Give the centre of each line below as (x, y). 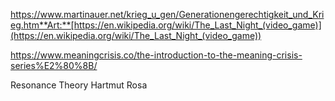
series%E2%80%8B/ (54, 65)
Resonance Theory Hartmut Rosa (79, 85)
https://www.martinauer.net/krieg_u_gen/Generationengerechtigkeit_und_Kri (167, 14)
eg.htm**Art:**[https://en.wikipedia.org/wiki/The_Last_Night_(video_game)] (166, 25)
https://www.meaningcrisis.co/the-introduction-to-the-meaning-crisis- (156, 55)
